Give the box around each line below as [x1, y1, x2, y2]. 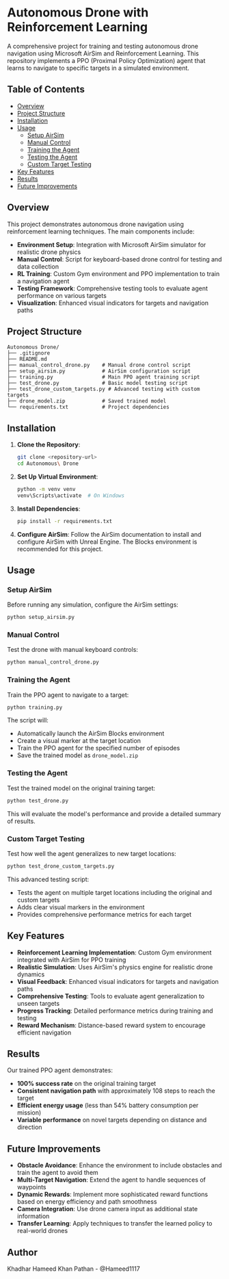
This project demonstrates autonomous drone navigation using [7, 220, 185, 228]
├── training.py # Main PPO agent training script [7, 374, 200, 381]
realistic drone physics [16, 248, 81, 256]
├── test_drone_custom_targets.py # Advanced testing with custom [7, 385, 200, 393]
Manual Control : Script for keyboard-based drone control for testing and [16, 255, 222, 263]
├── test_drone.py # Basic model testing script [7, 380, 188, 387]
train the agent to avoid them [16, 1169, 99, 1177]
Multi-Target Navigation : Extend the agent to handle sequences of [16, 1176, 206, 1184]
